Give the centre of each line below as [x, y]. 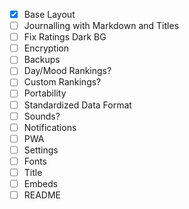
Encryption [46, 48]
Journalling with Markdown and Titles [101, 26]
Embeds [41, 183]
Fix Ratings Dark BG [65, 37]
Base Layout [49, 14]
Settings [41, 150]
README [42, 195]
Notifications [50, 127]
